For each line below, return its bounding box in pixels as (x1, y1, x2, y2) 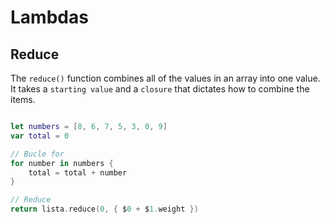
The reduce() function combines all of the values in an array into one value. (10, 72, 321, 84)
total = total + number (28, 167, 128, 178)
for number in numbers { (10, 158, 114, 168)
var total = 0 (10, 131, 70, 141)
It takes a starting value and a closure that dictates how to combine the (10, 83, 310, 95)
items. (10, 94, 36, 105)
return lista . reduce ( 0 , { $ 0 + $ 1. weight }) (10, 204, 199, 215)
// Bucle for (10, 149, 65, 159)
